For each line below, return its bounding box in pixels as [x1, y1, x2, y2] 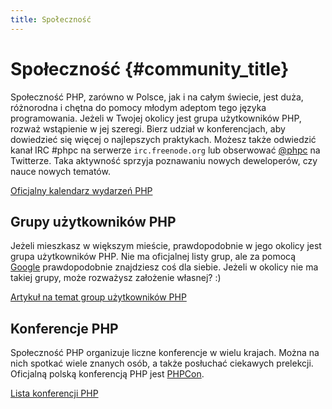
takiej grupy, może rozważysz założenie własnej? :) [10, 272, 222, 284]
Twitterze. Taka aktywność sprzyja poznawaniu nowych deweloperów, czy [10, 154, 318, 166]
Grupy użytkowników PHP [10, 213, 177, 230]
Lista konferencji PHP [10, 387, 99, 400]
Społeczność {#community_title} [10, 57, 290, 80]
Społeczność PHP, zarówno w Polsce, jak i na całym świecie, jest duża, [10, 91, 304, 103]
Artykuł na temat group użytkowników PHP [10, 291, 187, 303]
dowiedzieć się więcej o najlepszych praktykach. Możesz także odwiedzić [10, 133, 317, 145]
